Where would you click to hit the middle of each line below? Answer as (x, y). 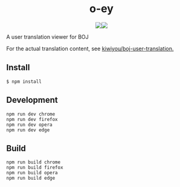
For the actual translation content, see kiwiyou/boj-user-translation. (90, 48)
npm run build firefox (35, 168)
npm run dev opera (29, 125)
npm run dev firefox (32, 119)
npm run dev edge (28, 130)
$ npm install (24, 81)
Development (32, 100)
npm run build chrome (34, 162)
